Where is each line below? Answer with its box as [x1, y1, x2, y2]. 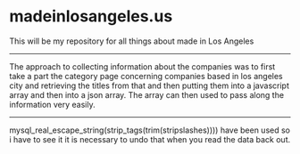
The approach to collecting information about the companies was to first [9, 61, 276, 72]
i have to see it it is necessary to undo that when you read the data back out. [9, 134, 291, 144]
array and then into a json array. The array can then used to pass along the [9, 89, 284, 100]
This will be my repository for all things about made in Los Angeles [9, 36, 254, 46]
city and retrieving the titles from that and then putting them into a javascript [9, 80, 290, 91]
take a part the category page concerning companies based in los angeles [9, 70, 283, 81]
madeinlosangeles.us [9, 6, 173, 27]
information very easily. [9, 99, 96, 109]
